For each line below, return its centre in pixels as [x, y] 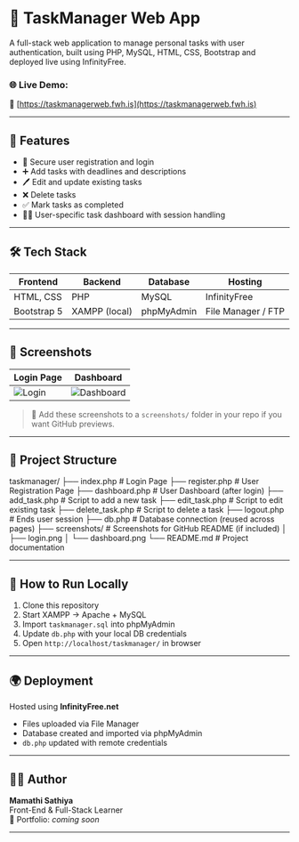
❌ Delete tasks [49, 195]
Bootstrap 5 [38, 311]
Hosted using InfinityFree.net [64, 707]
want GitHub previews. [73, 424]
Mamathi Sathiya [41, 800]
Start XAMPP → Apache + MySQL [84, 615]
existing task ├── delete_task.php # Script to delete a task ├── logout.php [147, 510]
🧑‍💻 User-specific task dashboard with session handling [123, 215]
